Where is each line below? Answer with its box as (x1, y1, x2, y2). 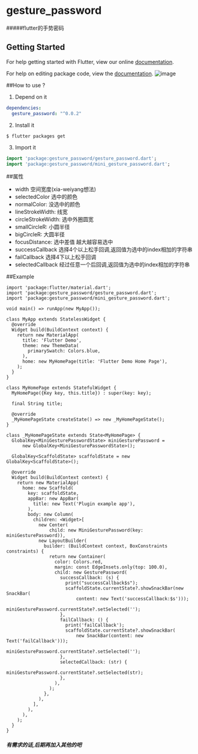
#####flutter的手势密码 (6, 24, 64, 31)
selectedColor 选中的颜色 (14, 193, 78, 201)
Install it (14, 121, 35, 128)
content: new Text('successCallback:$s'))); (76, 596, 189, 602)
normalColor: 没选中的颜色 (14, 201, 81, 208)
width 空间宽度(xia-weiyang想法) (14, 186, 97, 193)
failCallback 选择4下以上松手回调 (14, 254, 97, 261)
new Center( (38, 522, 68, 528)
